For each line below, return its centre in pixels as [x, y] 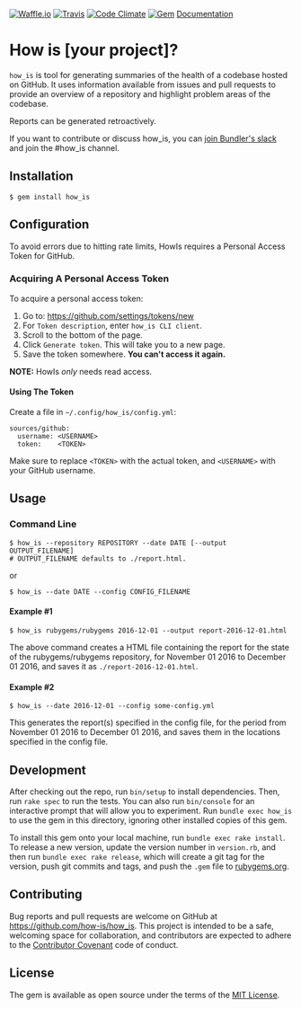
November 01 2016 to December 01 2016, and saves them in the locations [145, 732]
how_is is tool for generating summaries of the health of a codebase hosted [149, 75]
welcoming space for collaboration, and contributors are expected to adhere [150, 935]
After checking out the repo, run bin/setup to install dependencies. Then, [145, 792]
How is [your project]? [94, 50]
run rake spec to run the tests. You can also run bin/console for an [132, 801]
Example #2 [32, 686]
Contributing [46, 894]
